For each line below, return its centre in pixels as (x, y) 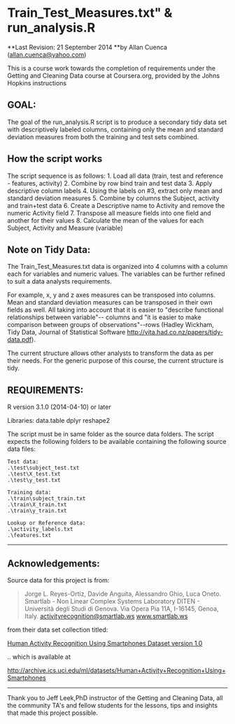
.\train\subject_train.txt (47, 499)
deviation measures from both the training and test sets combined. (103, 137)
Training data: (29, 493)
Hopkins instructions (37, 83)
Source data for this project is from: (58, 580)
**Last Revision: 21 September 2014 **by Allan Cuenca (87, 47)
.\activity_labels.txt (40, 529)
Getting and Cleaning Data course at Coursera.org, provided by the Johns (114, 76)
